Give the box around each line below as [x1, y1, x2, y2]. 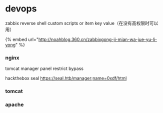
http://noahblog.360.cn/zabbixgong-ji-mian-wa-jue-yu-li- [38, 36, 157, 42]
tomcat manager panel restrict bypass [5, 65, 84, 71]
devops [5, 3, 37, 14]
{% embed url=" [5, 36, 39, 42]
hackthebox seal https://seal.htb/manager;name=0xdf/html [5, 75, 127, 81]
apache [5, 101, 24, 108]
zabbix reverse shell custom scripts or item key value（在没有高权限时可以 [5, 20, 158, 26]
